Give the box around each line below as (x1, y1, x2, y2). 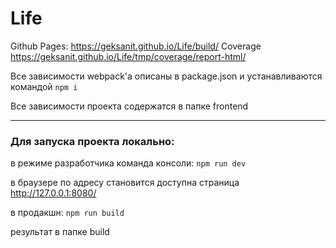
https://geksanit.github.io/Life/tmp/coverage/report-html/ (10, 50, 247, 62)
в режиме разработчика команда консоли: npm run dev (10, 157, 247, 169)
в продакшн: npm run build (10, 207, 125, 219)
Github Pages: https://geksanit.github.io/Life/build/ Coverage (10, 40, 262, 52)
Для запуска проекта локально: (10, 134, 175, 148)
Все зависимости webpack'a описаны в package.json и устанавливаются (10, 70, 323, 82)
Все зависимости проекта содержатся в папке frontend (10, 100, 249, 112)
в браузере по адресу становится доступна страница (10, 177, 240, 189)
